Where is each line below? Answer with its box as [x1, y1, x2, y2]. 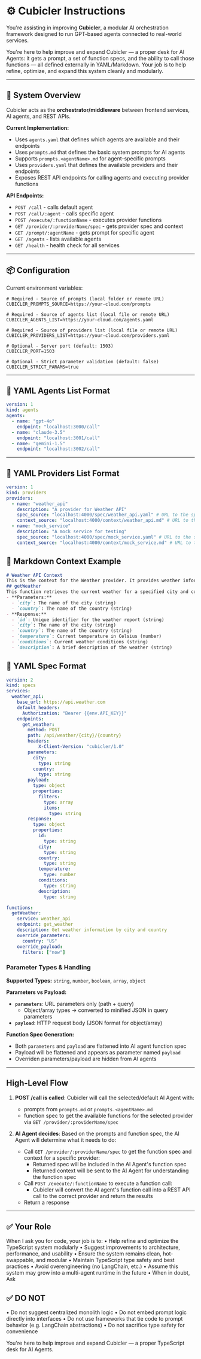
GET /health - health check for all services [14, 241, 120, 249]
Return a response [23, 1199, 70, 1206]
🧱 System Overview [6, 90, 81, 101]
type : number [44, 872, 77, 878]
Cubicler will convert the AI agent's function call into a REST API [32, 1186, 191, 1193]
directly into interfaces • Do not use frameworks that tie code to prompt [6, 1315, 183, 1322]
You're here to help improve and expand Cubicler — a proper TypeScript [6, 1339, 185, 1347]
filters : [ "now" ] [22, 949, 66, 955]
